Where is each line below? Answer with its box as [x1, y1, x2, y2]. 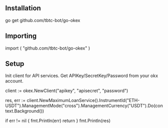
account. [5, 78, 24, 84]
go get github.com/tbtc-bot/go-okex [5, 17, 80, 23]
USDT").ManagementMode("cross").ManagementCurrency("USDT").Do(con [5, 102, 163, 109]
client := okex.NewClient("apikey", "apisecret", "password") [5, 87, 128, 94]
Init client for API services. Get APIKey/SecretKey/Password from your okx [5, 72, 158, 79]
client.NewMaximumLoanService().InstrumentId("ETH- [27, 97, 140, 103]
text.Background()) [5, 108, 44, 114]
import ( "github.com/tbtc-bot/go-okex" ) [5, 45, 90, 51]
